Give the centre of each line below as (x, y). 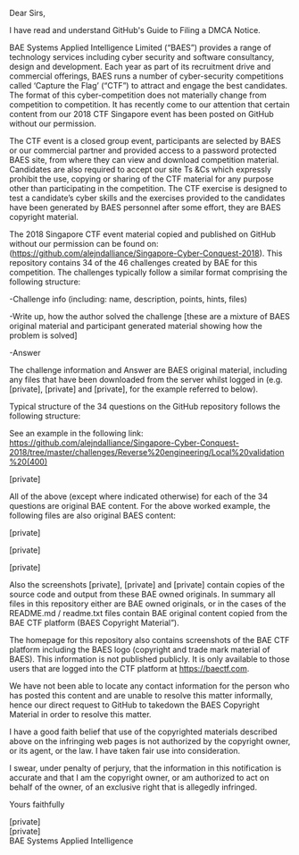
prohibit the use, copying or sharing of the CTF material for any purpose (142, 179)
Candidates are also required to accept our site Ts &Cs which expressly (141, 169)
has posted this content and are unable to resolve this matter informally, (141, 695)
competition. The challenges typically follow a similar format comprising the (149, 272)
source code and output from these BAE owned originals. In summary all (142, 594)
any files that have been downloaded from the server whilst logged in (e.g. (146, 380)
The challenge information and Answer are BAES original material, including (148, 370)
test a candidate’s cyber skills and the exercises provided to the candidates (147, 198)
